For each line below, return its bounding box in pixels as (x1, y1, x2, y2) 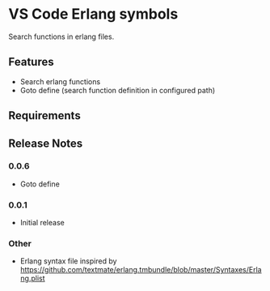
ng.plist (19, 273, 46, 284)
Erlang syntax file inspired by (19, 256, 117, 266)
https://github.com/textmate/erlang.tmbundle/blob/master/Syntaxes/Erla (19, 265, 262, 275)
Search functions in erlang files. (8, 32, 115, 41)
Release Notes (8, 136, 83, 150)
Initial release (19, 218, 65, 228)
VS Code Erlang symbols (8, 5, 179, 24)
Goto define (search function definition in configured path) (19, 85, 216, 95)
